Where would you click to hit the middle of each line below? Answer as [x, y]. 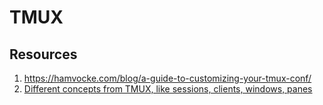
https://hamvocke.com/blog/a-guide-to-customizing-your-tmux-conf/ [167, 78]
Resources [43, 54]
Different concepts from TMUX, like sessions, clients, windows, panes [168, 89]
